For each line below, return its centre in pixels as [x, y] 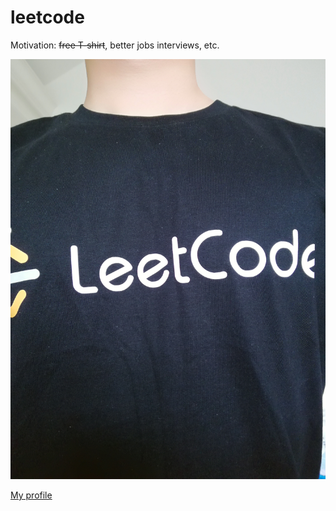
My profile [31, 495]
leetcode [47, 17]
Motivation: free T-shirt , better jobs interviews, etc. [115, 45]
